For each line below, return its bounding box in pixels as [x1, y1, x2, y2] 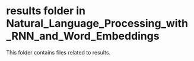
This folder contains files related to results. [6, 49, 111, 56]
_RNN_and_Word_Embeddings [6, 30, 160, 43]
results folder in [6, 4, 86, 18]
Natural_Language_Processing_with [6, 17, 189, 30]
